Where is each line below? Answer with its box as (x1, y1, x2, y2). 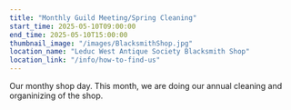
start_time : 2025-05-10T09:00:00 (9, 22, 136, 31)
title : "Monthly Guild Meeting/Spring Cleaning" (9, 13, 197, 23)
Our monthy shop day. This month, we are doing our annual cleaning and (9, 81, 283, 91)
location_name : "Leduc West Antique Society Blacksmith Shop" (9, 47, 250, 56)
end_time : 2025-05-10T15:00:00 (9, 30, 128, 39)
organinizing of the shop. (9, 90, 104, 101)
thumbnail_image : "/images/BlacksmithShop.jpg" (9, 38, 194, 48)
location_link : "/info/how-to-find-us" (9, 55, 161, 65)
